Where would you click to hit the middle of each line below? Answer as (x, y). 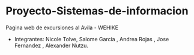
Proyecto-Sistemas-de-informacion (97, 11)
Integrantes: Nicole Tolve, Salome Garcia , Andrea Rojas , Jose (92, 39)
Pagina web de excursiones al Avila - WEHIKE (62, 27)
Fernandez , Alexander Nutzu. (51, 45)
